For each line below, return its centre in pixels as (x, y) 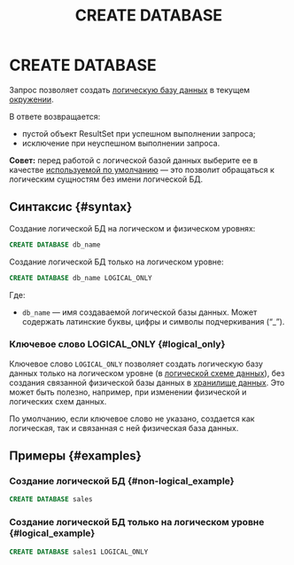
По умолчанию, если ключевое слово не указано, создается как (132, 419)
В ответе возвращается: (55, 116)
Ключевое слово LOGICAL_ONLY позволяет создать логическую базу (136, 364)
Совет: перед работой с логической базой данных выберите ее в (134, 160)
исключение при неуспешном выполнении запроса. (121, 143)
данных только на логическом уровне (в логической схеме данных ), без (147, 373)
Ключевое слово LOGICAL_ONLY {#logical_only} (117, 344)
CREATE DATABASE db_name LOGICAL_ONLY (81, 278)
